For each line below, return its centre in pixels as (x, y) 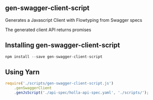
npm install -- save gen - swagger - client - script (54, 56)
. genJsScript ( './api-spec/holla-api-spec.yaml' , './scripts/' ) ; (81, 93)
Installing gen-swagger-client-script (63, 45)
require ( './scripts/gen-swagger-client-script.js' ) (59, 84)
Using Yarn (22, 72)
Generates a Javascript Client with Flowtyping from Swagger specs (74, 20)
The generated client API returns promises (48, 30)
